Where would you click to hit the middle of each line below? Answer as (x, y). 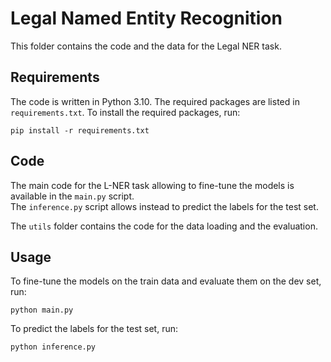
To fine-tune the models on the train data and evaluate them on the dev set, (166, 281)
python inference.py (53, 347)
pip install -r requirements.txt (80, 130)
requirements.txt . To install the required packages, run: (125, 112)
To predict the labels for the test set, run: (94, 329)
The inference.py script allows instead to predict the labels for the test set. (164, 206)
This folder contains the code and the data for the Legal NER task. (146, 46)
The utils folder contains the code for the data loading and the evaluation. (164, 226)
